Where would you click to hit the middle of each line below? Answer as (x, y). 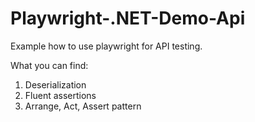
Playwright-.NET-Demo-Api (128, 18)
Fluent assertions (60, 95)
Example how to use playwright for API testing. (106, 46)
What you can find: (49, 65)
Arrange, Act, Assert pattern (83, 106)
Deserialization (55, 84)
